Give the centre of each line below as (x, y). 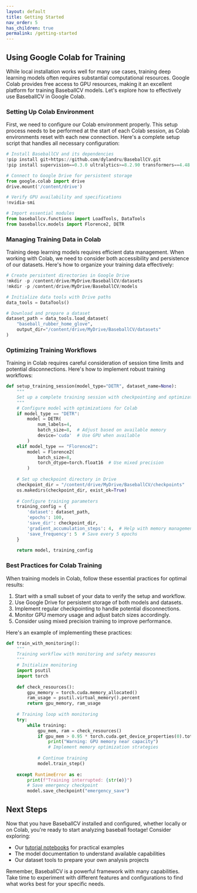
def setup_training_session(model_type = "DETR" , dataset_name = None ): (91, 386)
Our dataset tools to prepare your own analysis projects (82, 859)
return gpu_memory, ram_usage (64, 703)
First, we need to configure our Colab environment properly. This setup (92, 125)
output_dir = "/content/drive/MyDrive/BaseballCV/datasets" (89, 330)
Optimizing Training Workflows (51, 350)
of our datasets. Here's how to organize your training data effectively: (90, 265)
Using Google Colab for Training (66, 57)
